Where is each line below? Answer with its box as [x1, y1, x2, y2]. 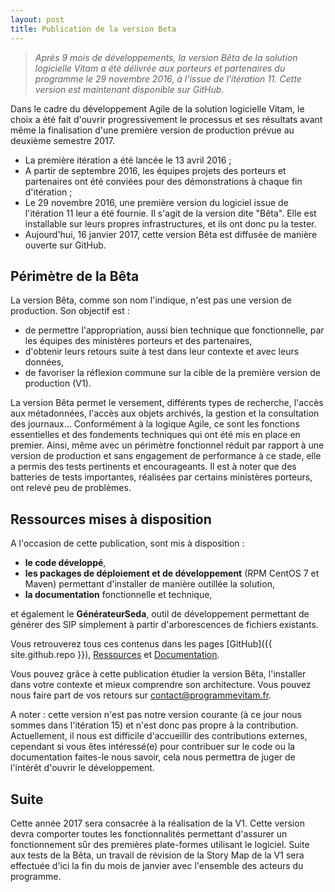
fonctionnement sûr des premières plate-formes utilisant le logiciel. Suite [10, 838, 310, 850]
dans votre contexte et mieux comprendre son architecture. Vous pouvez [10, 679, 312, 691]
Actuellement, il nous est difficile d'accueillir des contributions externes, [10, 730, 308, 742]
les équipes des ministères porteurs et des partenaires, [24, 335, 253, 347]
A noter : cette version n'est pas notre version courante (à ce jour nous [10, 709, 302, 721]
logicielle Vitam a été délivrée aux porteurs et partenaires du [34, 62, 286, 74]
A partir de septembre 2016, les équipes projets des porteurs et [24, 164, 287, 176]
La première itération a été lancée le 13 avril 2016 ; [24, 154, 232, 166]
